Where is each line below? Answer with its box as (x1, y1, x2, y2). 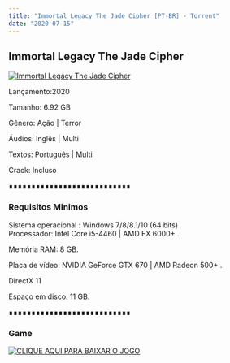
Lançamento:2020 (8, 87, 71, 97)
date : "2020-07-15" (8, 19, 75, 28)
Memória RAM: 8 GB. (8, 244, 79, 254)
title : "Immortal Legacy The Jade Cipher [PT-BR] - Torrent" (8, 11, 220, 20)
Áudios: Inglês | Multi (8, 134, 80, 144)
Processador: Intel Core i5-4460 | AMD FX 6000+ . (8, 228, 180, 238)
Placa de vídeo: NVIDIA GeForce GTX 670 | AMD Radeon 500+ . (8, 260, 223, 270)
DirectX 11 (8, 275, 42, 285)
